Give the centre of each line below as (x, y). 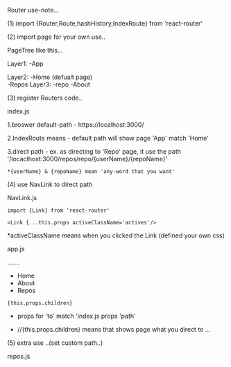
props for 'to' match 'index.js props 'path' (77, 316)
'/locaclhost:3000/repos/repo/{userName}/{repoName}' (87, 159)
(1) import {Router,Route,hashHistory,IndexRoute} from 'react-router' (105, 23)
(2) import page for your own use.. (57, 37)
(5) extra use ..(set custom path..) (55, 343)
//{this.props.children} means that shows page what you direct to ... (114, 329)
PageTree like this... (35, 50)
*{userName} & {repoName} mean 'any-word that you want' (91, 172)
